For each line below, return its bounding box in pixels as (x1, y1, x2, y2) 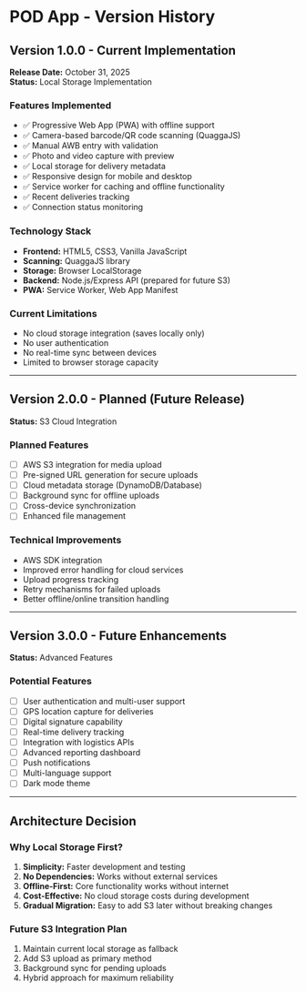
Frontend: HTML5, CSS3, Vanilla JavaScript (22, 246, 188, 257)
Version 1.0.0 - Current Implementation (9, 43, 237, 58)
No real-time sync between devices (22, 347, 158, 358)
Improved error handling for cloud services (22, 564, 184, 575)
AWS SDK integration (22, 554, 103, 565)
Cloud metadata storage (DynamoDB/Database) (22, 480, 203, 491)
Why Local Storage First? (9, 840, 123, 853)
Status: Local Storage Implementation (9, 76, 153, 87)
